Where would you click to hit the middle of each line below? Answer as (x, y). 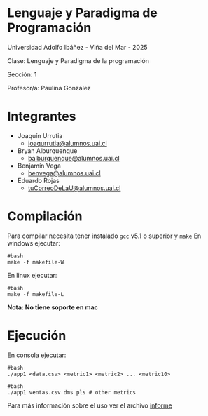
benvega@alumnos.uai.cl (64, 173)
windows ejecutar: (34, 243)
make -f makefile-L (36, 294)
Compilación (45, 216)
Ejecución (37, 335)
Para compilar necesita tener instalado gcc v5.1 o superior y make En (104, 236)
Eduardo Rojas (38, 180)
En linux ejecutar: (32, 275)
